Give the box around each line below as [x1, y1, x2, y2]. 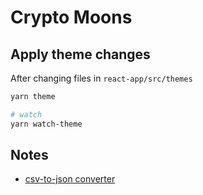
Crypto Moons [10, 6, 133, 29]
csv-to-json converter [24, 173, 116, 185]
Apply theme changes [10, 46, 151, 63]
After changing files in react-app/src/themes [10, 72, 193, 84]
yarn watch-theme [10, 119, 83, 129]
